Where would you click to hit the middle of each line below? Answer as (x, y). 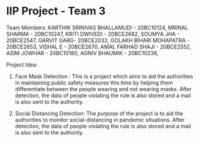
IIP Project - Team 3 (56, 11)
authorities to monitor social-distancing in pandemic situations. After (100, 120)
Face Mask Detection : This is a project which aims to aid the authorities (104, 76)
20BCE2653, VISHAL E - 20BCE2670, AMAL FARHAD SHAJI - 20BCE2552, (99, 47)
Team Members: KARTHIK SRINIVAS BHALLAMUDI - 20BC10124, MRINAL (97, 28)
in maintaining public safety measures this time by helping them (94, 83)
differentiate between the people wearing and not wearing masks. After (103, 89)
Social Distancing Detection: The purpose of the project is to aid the (99, 113)
